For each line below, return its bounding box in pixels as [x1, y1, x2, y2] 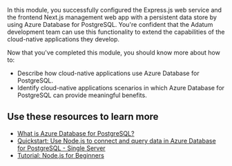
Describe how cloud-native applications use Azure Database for [17, 69, 200, 77]
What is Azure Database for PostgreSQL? [17, 129, 135, 137]
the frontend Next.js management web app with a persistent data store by [7, 13, 217, 21]
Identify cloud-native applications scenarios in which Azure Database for [17, 84, 225, 92]
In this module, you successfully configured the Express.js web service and [7, 6, 222, 14]
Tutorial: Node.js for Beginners [17, 151, 105, 159]
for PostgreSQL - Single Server [17, 144, 106, 152]
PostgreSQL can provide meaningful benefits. [17, 91, 147, 99]
